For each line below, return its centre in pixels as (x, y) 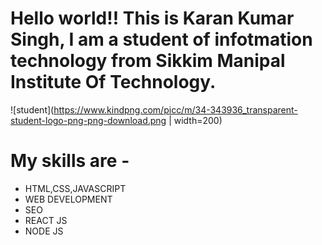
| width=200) (195, 120)
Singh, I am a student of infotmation (161, 39)
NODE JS (44, 231)
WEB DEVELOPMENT (68, 199)
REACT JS (46, 220)
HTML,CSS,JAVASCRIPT (75, 188)
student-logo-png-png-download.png (88, 120)
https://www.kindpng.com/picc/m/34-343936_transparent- (175, 109)
